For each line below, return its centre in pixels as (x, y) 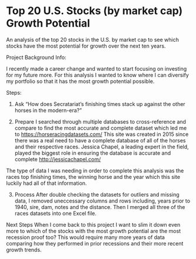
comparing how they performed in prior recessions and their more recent (95, 243)
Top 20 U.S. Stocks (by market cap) (94, 11)
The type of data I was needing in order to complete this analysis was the (95, 170)
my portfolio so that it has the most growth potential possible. (80, 81)
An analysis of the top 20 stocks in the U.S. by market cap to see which (93, 39)
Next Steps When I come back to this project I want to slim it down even (93, 224)
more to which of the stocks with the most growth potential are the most (94, 231)
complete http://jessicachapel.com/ (58, 159)
